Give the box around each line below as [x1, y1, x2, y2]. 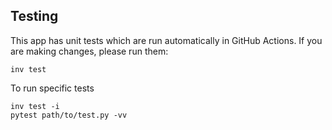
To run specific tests [10, 82, 95, 94]
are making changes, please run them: [10, 45, 169, 57]
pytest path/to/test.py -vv [10, 110, 128, 120]
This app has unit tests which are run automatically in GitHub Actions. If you [10, 34, 323, 46]
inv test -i [10, 101, 60, 111]
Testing [10, 8, 59, 25]
